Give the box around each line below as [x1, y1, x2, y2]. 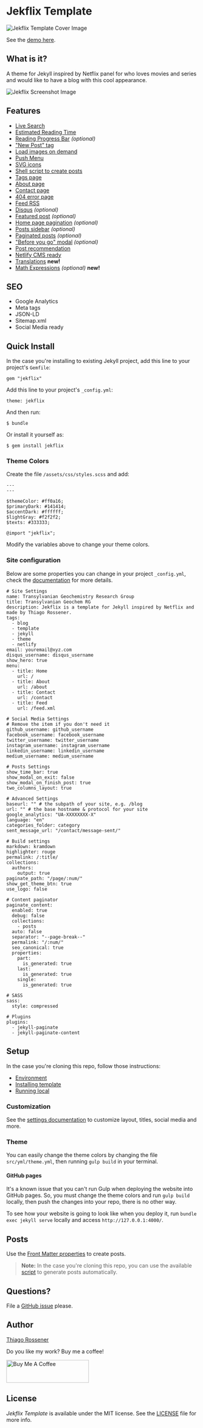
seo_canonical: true [12, 944, 64, 951]
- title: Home [12, 667, 47, 674]
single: [17, 976, 36, 982]
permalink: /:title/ [6, 854, 59, 860]
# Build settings [6, 838, 50, 844]
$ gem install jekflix [6, 443, 64, 449]
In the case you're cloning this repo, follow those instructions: [6, 1062, 161, 1069]
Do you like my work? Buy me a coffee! [6, 1348, 105, 1355]
